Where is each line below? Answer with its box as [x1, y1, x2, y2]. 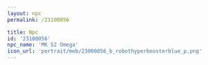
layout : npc [7, 10, 41, 17]
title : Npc [7, 29, 39, 36]
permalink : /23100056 [7, 16, 70, 23]
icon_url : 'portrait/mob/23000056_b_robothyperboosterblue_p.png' [7, 48, 202, 55]
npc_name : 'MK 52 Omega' [7, 42, 79, 49]
